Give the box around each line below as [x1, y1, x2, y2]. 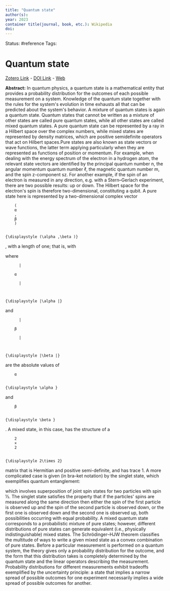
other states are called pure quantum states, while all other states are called [5, 118, 164, 124]
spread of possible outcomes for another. [5, 580, 92, 586]
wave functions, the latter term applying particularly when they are [5, 145, 145, 151]
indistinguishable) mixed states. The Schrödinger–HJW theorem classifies [5, 531, 160, 538]
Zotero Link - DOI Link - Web [5, 75, 65, 82]
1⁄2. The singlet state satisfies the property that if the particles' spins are [5, 494, 155, 500]
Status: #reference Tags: [5, 40, 57, 46]
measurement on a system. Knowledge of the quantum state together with [5, 96, 161, 102]
